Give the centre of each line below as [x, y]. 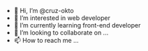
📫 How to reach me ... [46, 40]
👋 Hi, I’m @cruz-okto [44, 11]
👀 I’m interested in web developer [62, 18]
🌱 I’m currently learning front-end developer [77, 25]
